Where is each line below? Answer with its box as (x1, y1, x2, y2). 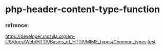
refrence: (5, 22, 29, 29)
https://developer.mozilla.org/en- (5, 33, 75, 39)
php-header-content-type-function (5, 4, 160, 15)
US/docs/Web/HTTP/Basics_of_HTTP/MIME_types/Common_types (5, 39, 147, 45)
